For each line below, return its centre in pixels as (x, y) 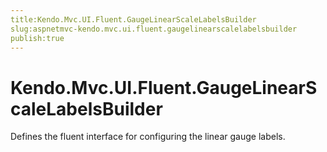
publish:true (37, 38)
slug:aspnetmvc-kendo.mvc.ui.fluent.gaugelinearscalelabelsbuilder (154, 29)
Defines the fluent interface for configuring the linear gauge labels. (148, 137)
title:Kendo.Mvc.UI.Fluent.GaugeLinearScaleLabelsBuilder (133, 19)
